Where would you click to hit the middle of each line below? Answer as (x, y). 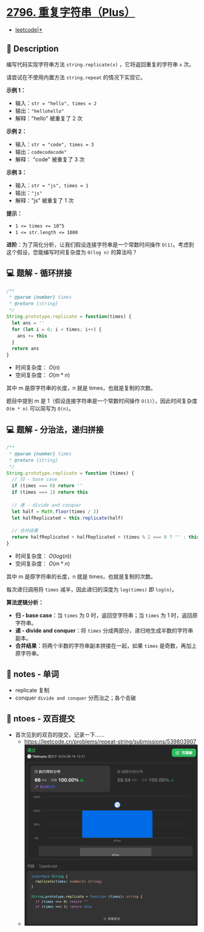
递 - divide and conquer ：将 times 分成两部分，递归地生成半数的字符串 (104, 631)
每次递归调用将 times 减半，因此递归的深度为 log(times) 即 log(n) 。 (92, 589)
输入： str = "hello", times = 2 (56, 103)
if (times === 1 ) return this (50, 492)
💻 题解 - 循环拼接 (39, 273)
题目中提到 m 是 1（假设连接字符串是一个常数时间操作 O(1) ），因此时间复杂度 (102, 401)
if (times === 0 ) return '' (47, 486)
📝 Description (32, 49)
